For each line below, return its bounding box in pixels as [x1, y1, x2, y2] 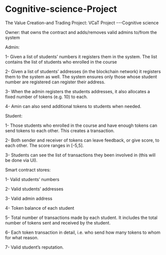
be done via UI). [5, 157, 38, 163]
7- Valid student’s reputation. [5, 244, 64, 250]
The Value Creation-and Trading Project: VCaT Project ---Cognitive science [5, 20, 159, 26]
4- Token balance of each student [5, 205, 75, 211]
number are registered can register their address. [5, 79, 105, 85]
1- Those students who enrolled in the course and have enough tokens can [5, 122, 158, 128]
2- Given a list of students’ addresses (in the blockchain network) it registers [5, 68, 161, 74]
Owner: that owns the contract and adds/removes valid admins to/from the [5, 29, 157, 35]
